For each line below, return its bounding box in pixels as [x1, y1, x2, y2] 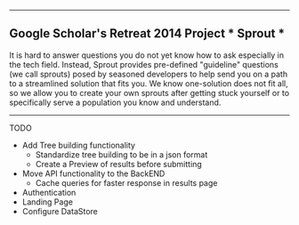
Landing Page [21, 197, 74, 207]
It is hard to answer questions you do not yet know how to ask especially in [9, 50, 285, 60]
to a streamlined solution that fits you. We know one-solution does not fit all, [9, 77, 288, 89]
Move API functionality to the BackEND [21, 168, 166, 179]
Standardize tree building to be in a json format [35, 149, 208, 160]
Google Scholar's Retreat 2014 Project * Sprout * [9, 26, 285, 41]
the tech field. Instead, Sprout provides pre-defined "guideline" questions [9, 59, 279, 69]
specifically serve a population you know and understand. [9, 97, 222, 108]
